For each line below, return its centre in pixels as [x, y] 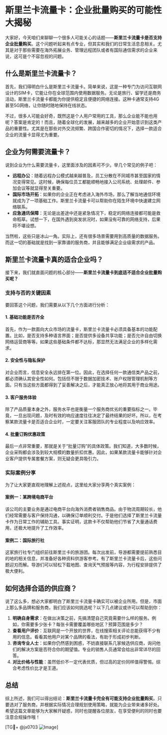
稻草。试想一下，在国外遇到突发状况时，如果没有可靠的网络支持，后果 [88, 219]
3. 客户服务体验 [21, 397]
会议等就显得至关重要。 [41, 188]
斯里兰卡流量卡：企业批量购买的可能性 [84, 10]
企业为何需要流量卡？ [38, 152]
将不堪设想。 [25, 225]
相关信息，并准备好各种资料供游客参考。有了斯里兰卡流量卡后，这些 [88, 559]
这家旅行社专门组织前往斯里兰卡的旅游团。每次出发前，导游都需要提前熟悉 [81, 552]
